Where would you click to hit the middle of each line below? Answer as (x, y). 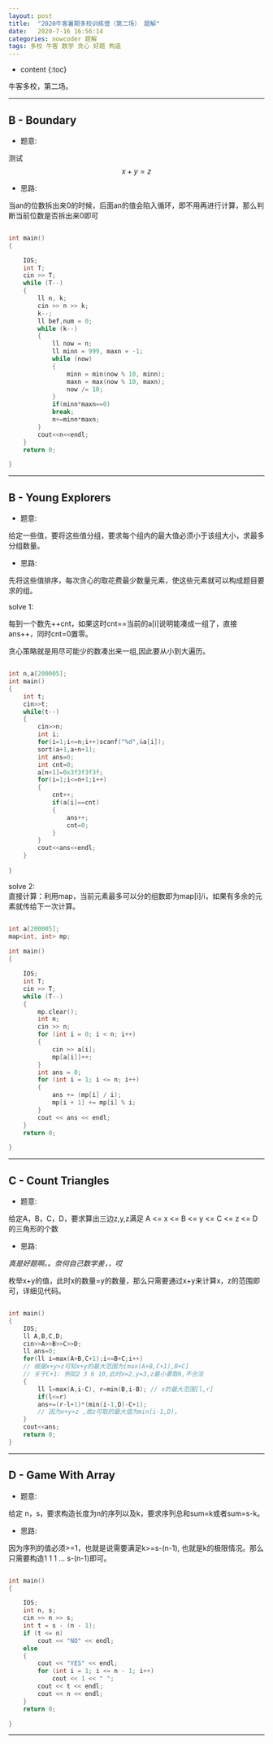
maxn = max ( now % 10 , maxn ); (115, 381)
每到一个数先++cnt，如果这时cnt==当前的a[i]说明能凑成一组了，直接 (123, 623)
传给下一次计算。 (51, 906)
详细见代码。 (44, 1291)
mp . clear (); (58, 1011)
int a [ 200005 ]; (34, 929)
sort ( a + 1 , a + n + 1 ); (67, 749)
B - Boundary (43, 120)
